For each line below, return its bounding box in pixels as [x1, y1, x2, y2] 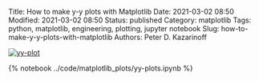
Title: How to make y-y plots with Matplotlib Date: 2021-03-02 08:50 [8, 7, 234, 16]
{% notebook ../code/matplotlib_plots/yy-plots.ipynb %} [8, 63, 194, 73]
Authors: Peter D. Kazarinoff [114, 32, 207, 42]
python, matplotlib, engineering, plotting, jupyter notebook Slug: [8, 24, 220, 33]
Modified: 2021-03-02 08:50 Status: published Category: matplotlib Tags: [8, 15, 252, 25]
